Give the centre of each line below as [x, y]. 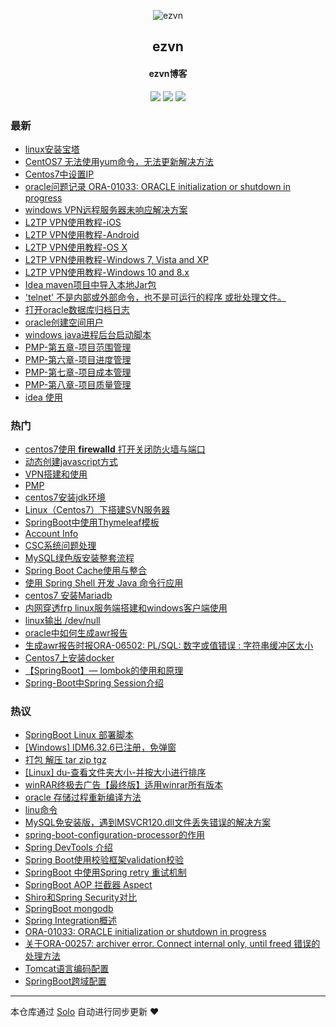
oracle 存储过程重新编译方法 [83, 797]
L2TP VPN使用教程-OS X [76, 247]
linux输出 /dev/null [62, 621]
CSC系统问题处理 [60, 546]
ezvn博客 [168, 73]
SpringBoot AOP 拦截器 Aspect [88, 885]
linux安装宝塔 [52, 149]
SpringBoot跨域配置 [65, 981]
